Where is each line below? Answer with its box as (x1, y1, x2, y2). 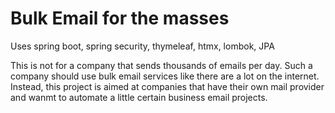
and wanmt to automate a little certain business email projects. (10, 91, 268, 103)
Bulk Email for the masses (10, 7, 230, 30)
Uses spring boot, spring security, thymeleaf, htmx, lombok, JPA (10, 40, 275, 52)
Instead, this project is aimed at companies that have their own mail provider (10, 80, 325, 92)
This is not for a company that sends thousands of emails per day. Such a (10, 59, 313, 71)
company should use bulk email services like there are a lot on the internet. (10, 70, 320, 82)
